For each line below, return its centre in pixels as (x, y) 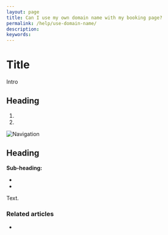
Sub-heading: (24, 168)
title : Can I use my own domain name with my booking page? (85, 18)
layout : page (23, 12)
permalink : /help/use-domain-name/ (52, 23)
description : (23, 29)
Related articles (30, 214)
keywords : (19, 35)
